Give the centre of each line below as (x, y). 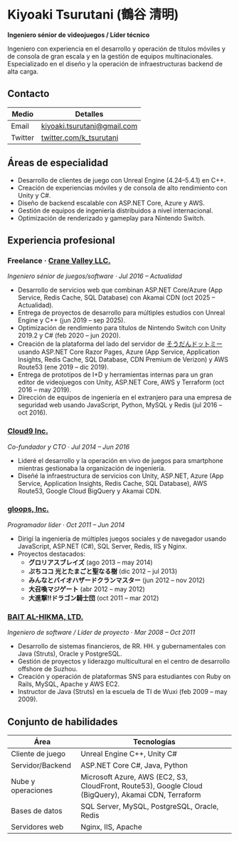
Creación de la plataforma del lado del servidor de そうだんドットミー (120, 344)
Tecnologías (154, 741)
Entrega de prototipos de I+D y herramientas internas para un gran (115, 374)
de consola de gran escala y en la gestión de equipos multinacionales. (110, 56)
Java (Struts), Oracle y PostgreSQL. (70, 654)
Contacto (28, 94)
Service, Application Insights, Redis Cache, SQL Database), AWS (112, 483)
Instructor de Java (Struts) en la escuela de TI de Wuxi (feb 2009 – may (122, 692)
